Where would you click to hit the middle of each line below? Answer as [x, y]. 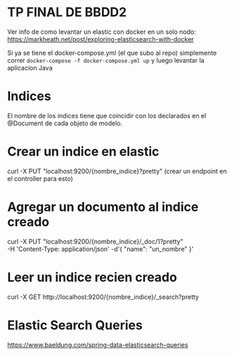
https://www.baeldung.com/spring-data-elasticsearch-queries [98, 345]
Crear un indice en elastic [83, 152]
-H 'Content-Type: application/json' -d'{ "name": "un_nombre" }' [100, 249]
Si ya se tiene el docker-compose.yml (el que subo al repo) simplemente [112, 53]
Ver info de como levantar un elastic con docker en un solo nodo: [102, 32]
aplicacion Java [30, 68]
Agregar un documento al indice [103, 207]
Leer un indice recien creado [92, 277]
